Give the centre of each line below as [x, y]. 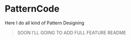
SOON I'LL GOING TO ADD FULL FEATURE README [72, 32]
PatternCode [32, 9]
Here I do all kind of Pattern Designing [45, 23]
